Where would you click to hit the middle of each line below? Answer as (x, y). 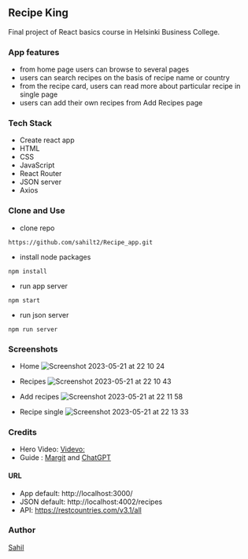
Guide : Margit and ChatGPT (65, 458)
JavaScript (37, 165)
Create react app (47, 140)
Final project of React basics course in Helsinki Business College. (114, 31)
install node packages (55, 257)
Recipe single (42, 412)
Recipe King (39, 13)
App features (34, 52)
